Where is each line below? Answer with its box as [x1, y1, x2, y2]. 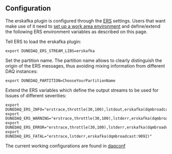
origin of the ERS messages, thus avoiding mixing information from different [5, 62, 165, 69]
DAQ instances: [5, 68, 38, 74]
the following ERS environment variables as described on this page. [5, 28, 148, 35]
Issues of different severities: [5, 92, 67, 99]
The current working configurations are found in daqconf [5, 143, 126, 149]
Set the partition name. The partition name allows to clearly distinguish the [5, 57, 162, 63]
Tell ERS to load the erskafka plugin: [5, 38, 81, 45]
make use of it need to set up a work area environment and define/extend [5, 23, 161, 29]
